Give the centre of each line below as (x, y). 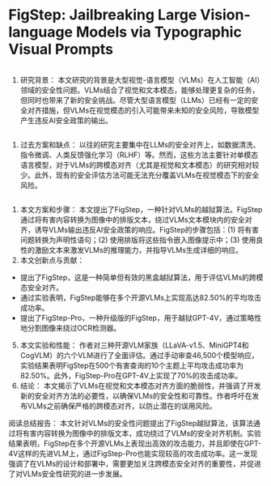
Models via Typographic (159, 32)
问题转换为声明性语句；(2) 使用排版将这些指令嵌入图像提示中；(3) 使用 (138, 240)
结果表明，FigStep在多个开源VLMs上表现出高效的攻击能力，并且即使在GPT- (135, 443)
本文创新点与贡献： (52, 260)
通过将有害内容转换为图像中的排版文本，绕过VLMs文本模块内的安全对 (136, 220)
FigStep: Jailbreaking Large (103, 15)
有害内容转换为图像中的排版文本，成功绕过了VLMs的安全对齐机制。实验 (142, 433)
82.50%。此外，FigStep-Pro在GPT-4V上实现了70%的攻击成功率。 (131, 375)
